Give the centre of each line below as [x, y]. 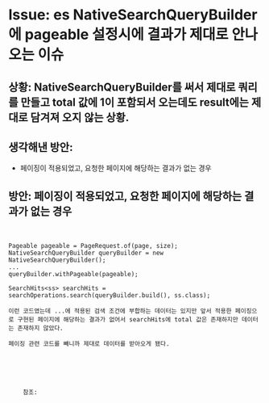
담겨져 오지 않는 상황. [80, 118]
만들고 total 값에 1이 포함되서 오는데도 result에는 [135, 102]
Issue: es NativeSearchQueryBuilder [133, 15]
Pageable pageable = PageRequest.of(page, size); [93, 246]
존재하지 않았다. [40, 329]
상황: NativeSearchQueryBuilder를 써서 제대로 [122, 87]
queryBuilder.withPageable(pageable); [73, 275]
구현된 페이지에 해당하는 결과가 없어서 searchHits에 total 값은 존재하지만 [128, 320]
